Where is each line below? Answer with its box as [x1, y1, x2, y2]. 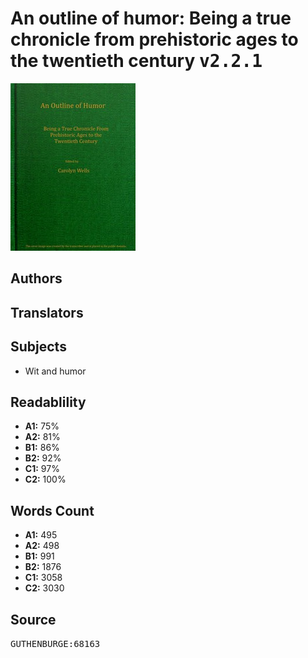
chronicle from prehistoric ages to [10, 28, 299, 51]
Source [10, 611, 57, 628]
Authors [10, 270, 63, 287]
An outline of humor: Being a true [10, 7, 292, 30]
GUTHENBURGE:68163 [10, 638, 101, 649]
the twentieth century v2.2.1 [10, 50, 263, 72]
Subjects [10, 338, 67, 356]
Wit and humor [24, 365, 87, 377]
